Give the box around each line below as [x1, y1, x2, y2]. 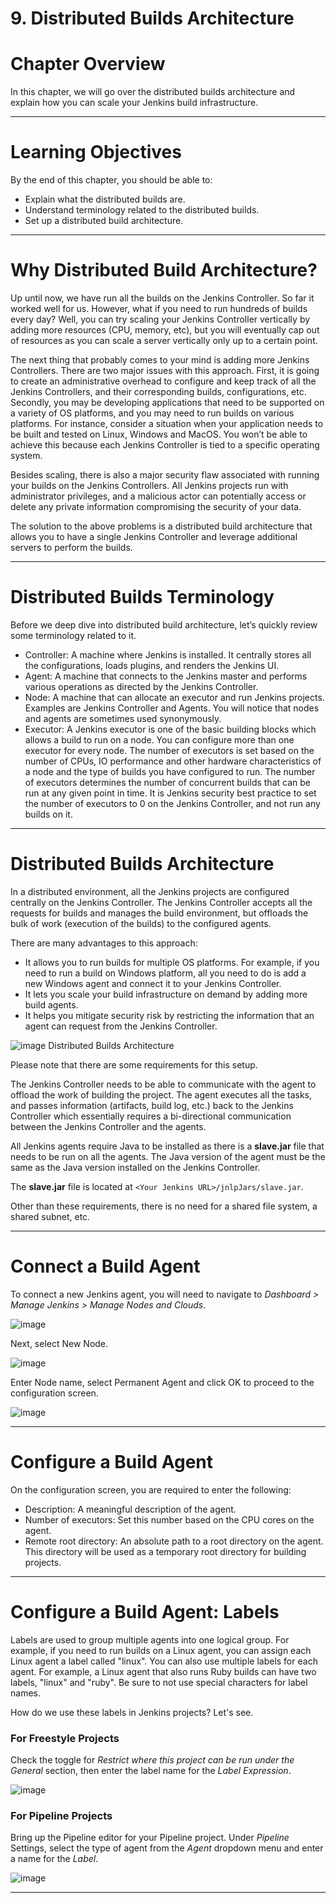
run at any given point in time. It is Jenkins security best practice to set [24, 787, 317, 799]
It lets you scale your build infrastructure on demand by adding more [24, 988, 308, 1000]
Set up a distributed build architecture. [24, 215, 184, 227]
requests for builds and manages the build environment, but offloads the [10, 907, 309, 919]
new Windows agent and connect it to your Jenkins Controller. [24, 977, 282, 989]
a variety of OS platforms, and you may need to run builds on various [10, 407, 295, 419]
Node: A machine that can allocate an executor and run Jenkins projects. [24, 691, 325, 703]
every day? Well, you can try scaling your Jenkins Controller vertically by [10, 313, 311, 325]
